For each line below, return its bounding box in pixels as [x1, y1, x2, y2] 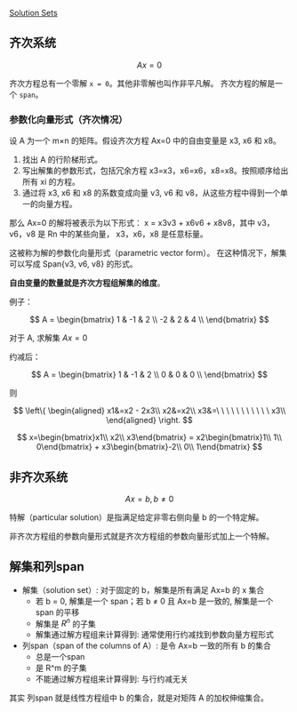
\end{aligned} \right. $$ [106, 415, 193, 426]
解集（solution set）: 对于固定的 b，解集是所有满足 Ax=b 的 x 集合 [21, 584, 265, 595]
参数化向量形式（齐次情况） [9, 113, 128, 125]
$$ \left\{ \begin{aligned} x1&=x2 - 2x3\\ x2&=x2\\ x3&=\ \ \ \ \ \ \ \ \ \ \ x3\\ [12, 405, 286, 416]
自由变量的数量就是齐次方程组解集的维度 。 [9, 277, 165, 288]
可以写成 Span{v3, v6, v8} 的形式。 [9, 259, 138, 269]
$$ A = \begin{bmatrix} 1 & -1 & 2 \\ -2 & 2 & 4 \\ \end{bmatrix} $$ [29, 315, 269, 325]
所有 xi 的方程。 [21, 177, 80, 188]
